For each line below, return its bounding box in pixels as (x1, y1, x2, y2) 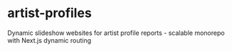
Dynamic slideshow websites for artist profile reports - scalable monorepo (7, 28, 226, 37)
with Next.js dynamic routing (7, 36, 92, 44)
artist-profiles (7, 5, 93, 21)
